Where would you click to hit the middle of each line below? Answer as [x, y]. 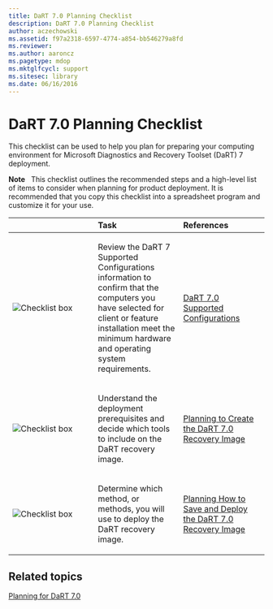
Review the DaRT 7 [134, 247]
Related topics [45, 576]
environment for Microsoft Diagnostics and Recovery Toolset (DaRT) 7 [126, 155]
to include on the [130, 439]
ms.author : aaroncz [41, 54]
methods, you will [131, 509]
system [112, 359]
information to [125, 278]
